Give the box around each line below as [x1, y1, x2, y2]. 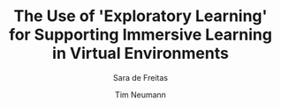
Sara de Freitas [112, 72, 169, 82]
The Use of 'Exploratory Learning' [13, 6, 268, 26]
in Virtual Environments [52, 44, 229, 63]
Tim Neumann [114, 89, 167, 100]
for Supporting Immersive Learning [8, 25, 273, 45]
